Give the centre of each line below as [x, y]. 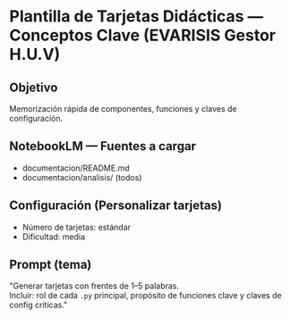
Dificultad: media [54, 236]
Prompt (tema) [51, 265]
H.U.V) [35, 55]
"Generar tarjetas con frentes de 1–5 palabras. [94, 286]
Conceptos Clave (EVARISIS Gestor [142, 35]
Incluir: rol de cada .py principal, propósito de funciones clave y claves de [145, 296]
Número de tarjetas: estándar [77, 227]
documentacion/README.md [76, 168]
